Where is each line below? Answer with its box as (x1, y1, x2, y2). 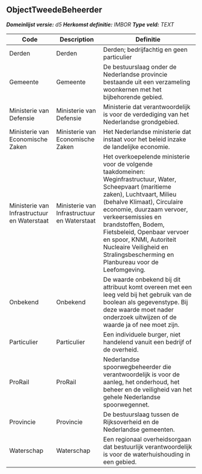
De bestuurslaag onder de (103, 63, 177, 71)
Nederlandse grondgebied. (103, 118, 179, 126)
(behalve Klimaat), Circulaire (103, 197, 183, 206)
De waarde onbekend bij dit (103, 275, 181, 283)
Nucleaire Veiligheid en (103, 242, 168, 251)
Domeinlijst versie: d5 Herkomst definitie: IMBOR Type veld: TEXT (6, 21, 174, 28)
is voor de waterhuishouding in (103, 450, 191, 458)
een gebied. (103, 458, 137, 466)
